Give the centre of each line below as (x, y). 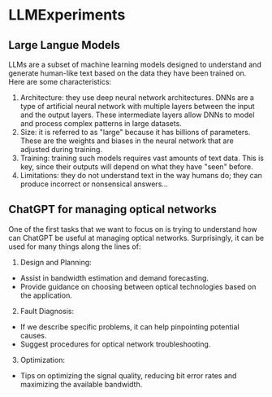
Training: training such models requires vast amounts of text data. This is (142, 158)
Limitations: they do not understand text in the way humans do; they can (141, 175)
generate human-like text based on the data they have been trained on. (127, 73)
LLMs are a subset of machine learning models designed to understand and (135, 64)
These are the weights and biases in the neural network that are (127, 141)
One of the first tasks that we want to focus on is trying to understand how (133, 229)
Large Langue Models (64, 45)
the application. (46, 295)
